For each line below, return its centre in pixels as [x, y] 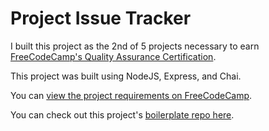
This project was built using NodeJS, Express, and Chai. [126, 76]
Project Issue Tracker [101, 18]
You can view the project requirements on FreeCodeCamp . [131, 95]
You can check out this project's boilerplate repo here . [122, 114]
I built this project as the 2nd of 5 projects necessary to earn [135, 46]
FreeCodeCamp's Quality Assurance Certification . [113, 56]
